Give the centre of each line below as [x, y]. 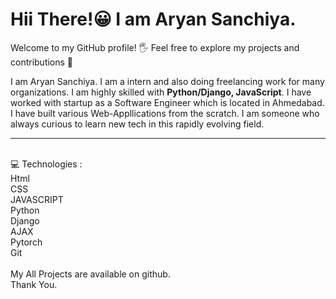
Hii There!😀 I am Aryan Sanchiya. [153, 19]
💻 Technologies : [46, 164]
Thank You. [34, 284]
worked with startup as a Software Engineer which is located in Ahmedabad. [167, 102]
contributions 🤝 [42, 62]
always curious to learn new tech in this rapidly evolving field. [137, 124]
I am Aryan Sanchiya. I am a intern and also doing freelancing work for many [167, 81]
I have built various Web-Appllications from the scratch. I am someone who [165, 113]
